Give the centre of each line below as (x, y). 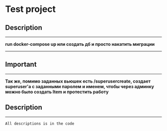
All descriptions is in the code (40, 124)
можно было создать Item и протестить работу (57, 92)
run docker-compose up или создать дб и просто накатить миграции (80, 44)
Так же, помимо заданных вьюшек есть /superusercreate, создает (78, 81)
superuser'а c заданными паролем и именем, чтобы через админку (80, 86)
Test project (31, 9)
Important (21, 65)
